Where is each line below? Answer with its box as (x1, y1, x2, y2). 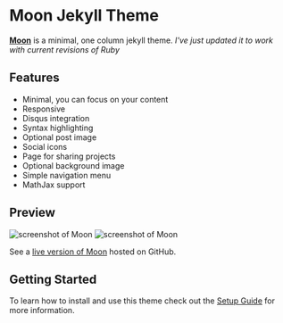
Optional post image (21, 131, 97, 143)
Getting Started (9, 271, 97, 286)
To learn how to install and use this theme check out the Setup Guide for (9, 295, 275, 306)
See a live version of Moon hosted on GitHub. (9, 246, 177, 257)
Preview (9, 205, 56, 220)
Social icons (21, 141, 68, 152)
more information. (9, 305, 75, 316)
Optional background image (21, 160, 125, 170)
